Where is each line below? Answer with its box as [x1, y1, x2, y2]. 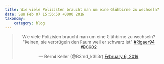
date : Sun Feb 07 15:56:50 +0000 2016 [5, 12, 84, 16]
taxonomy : [5, 16, 26, 21]
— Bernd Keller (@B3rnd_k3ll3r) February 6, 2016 [38, 54, 139, 60]
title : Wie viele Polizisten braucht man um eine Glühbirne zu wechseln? [5, 7, 160, 12]
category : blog [14, 20, 45, 26]
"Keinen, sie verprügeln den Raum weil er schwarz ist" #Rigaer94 [22, 39, 155, 45]
